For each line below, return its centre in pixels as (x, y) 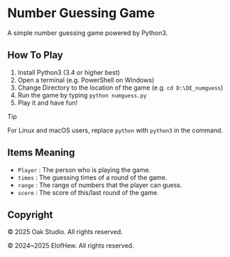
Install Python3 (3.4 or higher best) (69, 72)
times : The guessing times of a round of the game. (92, 177)
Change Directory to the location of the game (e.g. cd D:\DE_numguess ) (120, 88)
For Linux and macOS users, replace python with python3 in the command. (115, 130)
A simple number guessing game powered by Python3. (88, 33)
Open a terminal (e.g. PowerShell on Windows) (86, 80)
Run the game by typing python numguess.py (82, 95)
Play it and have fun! (48, 103)
